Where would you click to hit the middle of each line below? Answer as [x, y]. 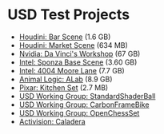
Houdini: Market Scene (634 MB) [74, 45]
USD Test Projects [68, 15]
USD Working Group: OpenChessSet [79, 112]
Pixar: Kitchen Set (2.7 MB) [64, 87]
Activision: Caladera [52, 121]
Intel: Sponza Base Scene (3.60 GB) [78, 62]
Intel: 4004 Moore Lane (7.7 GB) [72, 70]
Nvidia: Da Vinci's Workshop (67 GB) [80, 53]
